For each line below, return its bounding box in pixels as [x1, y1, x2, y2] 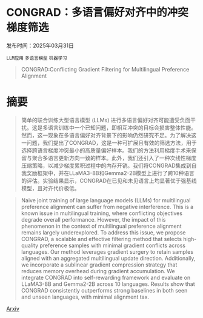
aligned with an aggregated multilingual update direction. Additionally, [21, 254, 196, 262]
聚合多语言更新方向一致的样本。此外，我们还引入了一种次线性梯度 [32, 154, 197, 161]
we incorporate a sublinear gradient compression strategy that [21, 261, 178, 268]
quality [21, 242, 39, 249]
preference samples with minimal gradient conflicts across [39, 242, 186, 249]
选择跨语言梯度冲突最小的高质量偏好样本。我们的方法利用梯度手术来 [21, 147, 191, 154]
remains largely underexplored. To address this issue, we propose [21, 228, 186, 236]
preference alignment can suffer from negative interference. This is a [21, 203, 194, 210]
